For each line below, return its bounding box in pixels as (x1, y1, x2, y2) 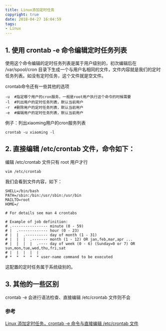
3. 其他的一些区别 (5, 280, 59, 289)
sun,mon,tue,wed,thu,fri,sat (5, 246, 66, 251)
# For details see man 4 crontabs (5, 210, 77, 215)
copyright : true (5, 12, 39, 17)
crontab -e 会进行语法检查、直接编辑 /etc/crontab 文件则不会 (5, 294, 131, 300)
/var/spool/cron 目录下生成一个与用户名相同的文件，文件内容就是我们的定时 (5, 66, 161, 72)
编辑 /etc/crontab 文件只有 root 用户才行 (5, 159, 88, 165)
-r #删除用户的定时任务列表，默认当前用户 (5, 105, 83, 110)
